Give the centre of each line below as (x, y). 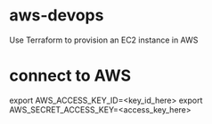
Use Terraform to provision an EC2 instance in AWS (104, 40)
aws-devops (57, 15)
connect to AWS (70, 76)
